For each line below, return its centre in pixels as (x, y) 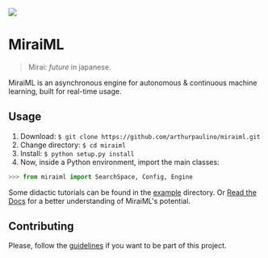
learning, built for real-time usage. (65, 91)
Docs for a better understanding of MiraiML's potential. (100, 201)
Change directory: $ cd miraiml (73, 145)
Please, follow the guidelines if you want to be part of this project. (118, 246)
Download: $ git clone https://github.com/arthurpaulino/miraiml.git (140, 136)
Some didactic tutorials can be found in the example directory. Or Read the (132, 192)
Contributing (41, 226)
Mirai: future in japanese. (69, 67)
